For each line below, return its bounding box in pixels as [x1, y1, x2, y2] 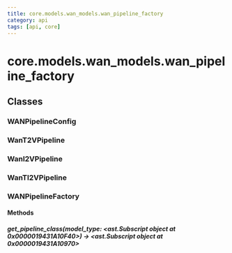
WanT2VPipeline [7, 135, 65, 145]
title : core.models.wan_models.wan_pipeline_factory [7, 10, 164, 17]
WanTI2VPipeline [7, 172, 68, 182]
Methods [7, 208, 34, 217]
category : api [7, 17, 49, 24]
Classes [7, 95, 43, 107]
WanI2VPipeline [7, 154, 63, 164]
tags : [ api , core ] [7, 23, 61, 30]
